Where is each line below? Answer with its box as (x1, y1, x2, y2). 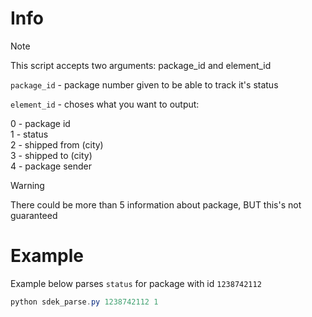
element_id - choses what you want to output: (10, 98, 200, 110)
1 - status (10, 128, 49, 140)
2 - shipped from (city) (10, 138, 104, 151)
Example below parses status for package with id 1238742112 (10, 277, 262, 289)
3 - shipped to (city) (10, 149, 93, 161)
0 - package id (10, 117, 71, 129)
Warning (10, 179, 45, 191)
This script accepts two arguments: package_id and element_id (10, 59, 272, 71)
